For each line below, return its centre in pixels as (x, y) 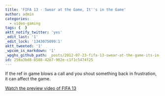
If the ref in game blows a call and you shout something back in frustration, (81, 73)
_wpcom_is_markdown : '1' (30, 50)
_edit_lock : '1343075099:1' (34, 42)
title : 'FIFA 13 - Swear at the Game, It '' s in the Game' (66, 10)
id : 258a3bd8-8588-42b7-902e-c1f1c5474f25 (49, 60)
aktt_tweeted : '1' (24, 46)
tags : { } (16, 28)
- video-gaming (25, 23)
